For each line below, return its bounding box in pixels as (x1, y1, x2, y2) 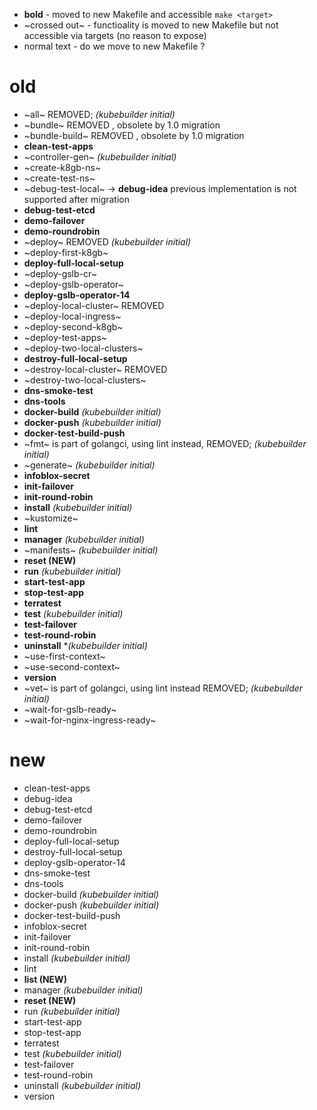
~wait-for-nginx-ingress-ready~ (23, 714, 157, 726)
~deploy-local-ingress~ (23, 310, 122, 322)
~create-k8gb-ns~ (23, 161, 102, 173)
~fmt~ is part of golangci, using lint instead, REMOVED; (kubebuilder (23, 437, 307, 449)
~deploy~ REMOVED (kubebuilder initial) (23, 235, 192, 248)
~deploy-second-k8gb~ (23, 320, 124, 333)
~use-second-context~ (23, 660, 121, 673)
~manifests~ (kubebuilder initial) (23, 544, 159, 556)
